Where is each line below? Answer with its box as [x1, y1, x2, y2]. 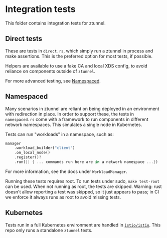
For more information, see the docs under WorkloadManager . [5, 168, 127, 174]
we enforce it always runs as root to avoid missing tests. [5, 194, 121, 200]
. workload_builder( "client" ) [14, 145, 75, 150]
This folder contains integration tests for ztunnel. [5, 20, 106, 26]
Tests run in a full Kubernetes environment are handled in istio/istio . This [5, 221, 161, 228]
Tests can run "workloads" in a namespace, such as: [5, 131, 114, 137]
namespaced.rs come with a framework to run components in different [5, 116, 149, 122]
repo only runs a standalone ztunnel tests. [5, 227, 93, 233]
